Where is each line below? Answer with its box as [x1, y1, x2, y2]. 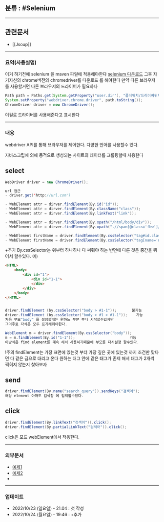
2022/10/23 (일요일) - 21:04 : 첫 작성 [12, 505, 84, 511]
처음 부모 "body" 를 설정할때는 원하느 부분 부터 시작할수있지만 [5, 317, 114, 322]
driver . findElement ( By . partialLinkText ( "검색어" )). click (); [5, 425, 127, 429]
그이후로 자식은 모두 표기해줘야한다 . [5, 322, 67, 327]
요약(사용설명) [5, 59, 37, 66]
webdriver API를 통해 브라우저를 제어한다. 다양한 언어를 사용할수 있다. [5, 142, 139, 147]
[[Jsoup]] [12, 41, 31, 47]
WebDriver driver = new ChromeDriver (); [5, 180, 89, 185]
